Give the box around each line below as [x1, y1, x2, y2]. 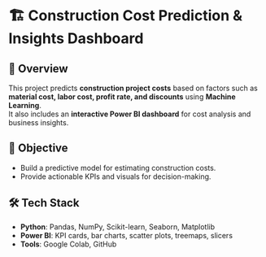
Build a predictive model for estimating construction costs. [20, 163, 216, 172]
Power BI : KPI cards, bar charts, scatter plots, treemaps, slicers [20, 230, 233, 240]
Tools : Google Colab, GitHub [20, 239, 117, 249]
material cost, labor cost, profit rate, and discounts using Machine [8, 92, 236, 102]
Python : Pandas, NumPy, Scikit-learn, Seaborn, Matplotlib [20, 221, 216, 232]
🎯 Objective [8, 142, 68, 155]
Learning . [8, 101, 42, 110]
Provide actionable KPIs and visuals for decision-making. [20, 172, 211, 181]
